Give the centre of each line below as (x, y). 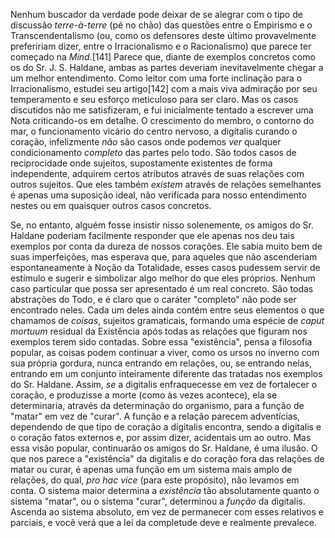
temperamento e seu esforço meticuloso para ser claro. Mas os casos (154, 99)
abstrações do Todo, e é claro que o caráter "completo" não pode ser (153, 299)
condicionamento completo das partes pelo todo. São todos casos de (153, 152)
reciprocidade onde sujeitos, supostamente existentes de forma (141, 163)
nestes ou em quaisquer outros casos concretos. (111, 205)
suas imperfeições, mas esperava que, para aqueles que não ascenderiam (164, 257)
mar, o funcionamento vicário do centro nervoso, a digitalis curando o (154, 131)
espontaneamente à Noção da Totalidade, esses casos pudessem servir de (165, 267)
